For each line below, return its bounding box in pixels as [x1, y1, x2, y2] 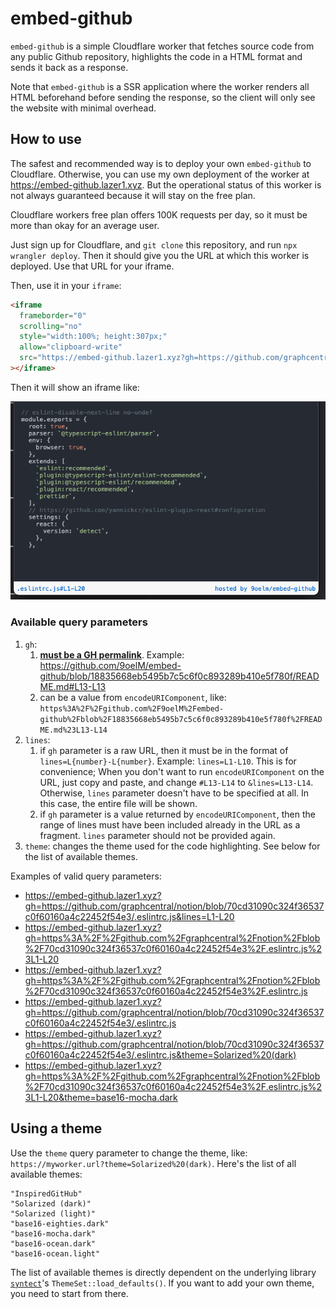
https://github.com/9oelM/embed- [39, 659, 182, 671]
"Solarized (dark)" [10, 1198, 92, 1209]
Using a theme [10, 1120, 103, 1137]
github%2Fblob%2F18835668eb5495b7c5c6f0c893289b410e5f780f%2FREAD [39, 714, 323, 724]
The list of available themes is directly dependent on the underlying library [10, 1266, 317, 1278]
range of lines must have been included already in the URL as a [39, 818, 301, 831]
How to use [10, 131, 82, 148]
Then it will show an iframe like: [10, 381, 140, 393]
